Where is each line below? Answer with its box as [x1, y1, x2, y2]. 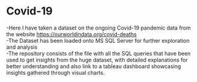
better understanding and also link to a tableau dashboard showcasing [6, 62, 181, 70]
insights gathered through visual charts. [6, 69, 105, 76]
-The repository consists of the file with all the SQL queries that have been [6, 49, 191, 57]
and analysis [6, 43, 38, 51]
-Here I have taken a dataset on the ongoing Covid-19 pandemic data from [6, 24, 191, 31]
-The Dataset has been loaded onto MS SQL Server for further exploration [6, 37, 190, 44]
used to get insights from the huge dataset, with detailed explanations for [6, 56, 188, 63]
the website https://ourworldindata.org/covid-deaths [6, 30, 137, 37]
